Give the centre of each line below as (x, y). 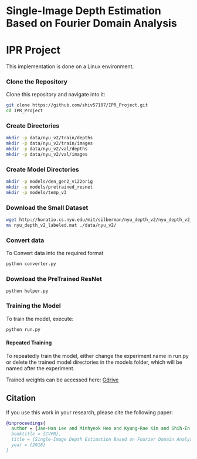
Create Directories (33, 126)
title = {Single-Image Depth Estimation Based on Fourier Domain (93, 440)
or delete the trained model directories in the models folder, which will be (94, 362)
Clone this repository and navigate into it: (56, 95)
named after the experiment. (40, 368)
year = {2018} (28, 445)
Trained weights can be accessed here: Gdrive (62, 380)
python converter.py (31, 264)
